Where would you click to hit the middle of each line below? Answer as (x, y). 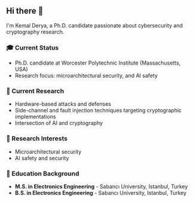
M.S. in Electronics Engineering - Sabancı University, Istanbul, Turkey (101, 186)
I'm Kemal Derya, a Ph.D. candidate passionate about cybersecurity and (95, 25)
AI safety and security (42, 158)
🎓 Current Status (33, 47)
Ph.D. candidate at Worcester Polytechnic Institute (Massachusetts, (98, 63)
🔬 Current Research (35, 91)
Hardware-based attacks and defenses (63, 104)
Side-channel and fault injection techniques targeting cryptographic (98, 111)
